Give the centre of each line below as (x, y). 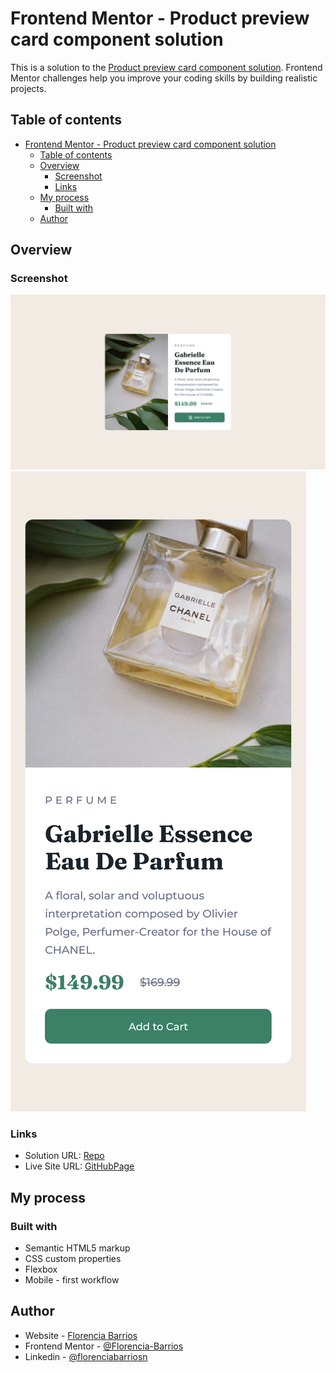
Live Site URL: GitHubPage (79, 1166)
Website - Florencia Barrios (81, 1335)
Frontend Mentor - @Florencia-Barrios (104, 1346)
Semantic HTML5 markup (77, 1248)
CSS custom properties (73, 1258)
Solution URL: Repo (64, 1156)
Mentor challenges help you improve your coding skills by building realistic (164, 78)
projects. (28, 88)
